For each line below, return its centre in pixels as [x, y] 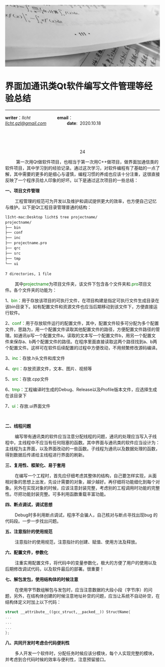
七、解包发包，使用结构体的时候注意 [42, 580]
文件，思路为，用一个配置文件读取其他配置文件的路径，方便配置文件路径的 [80, 329]
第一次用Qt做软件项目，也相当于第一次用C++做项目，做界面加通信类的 [87, 161]
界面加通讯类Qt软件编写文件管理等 [75, 86]
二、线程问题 [18, 426]
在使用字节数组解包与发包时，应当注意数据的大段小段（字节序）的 [81, 590]
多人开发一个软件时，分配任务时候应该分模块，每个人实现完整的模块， [86, 653]
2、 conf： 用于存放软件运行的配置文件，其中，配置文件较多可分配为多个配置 [82, 323]
